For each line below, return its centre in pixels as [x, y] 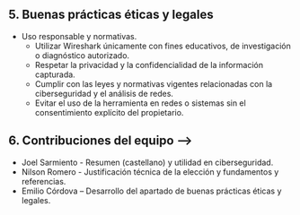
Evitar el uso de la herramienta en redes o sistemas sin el [140, 103]
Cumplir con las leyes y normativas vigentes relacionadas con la [154, 83]
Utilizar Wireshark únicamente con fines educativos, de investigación [163, 46]
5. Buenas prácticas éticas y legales [111, 15]
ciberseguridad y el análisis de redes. [104, 93]
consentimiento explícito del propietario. [109, 112]
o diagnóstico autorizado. [82, 55]
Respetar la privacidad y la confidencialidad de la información [149, 64]
